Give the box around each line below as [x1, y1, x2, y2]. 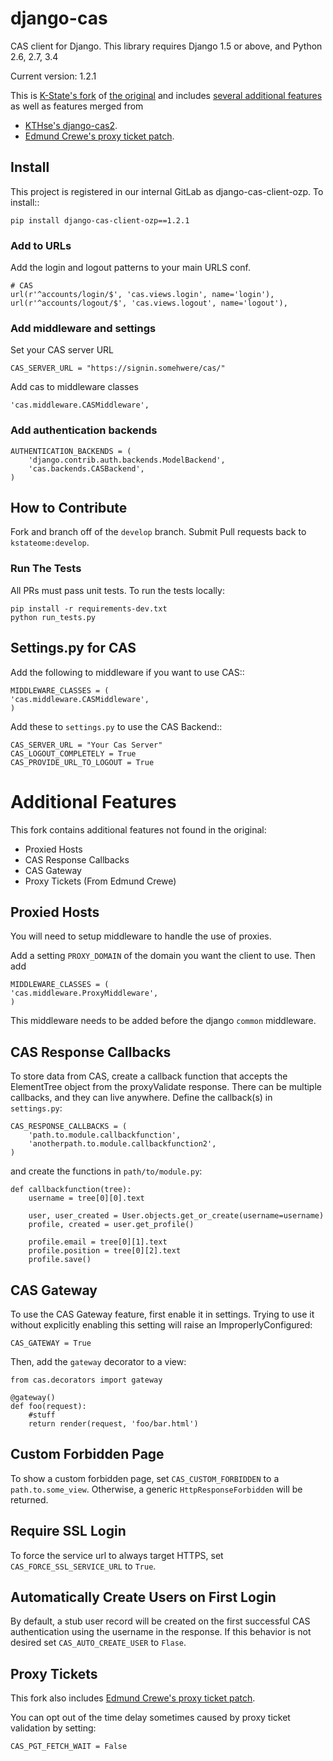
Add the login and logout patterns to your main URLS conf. [10, 262, 252, 274]
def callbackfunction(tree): [10, 1185, 132, 1195]
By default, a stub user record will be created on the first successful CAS [10, 1615, 311, 1627]
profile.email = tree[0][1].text [28, 1237, 168, 1247]
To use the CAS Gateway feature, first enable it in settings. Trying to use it [10, 1308, 315, 1320]
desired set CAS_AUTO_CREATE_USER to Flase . [10, 1637, 187, 1649]
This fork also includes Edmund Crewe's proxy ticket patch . [10, 1692, 256, 1704]
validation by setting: [10, 1722, 97, 1734]
